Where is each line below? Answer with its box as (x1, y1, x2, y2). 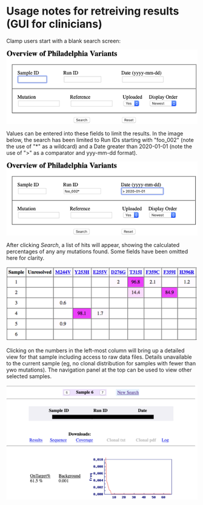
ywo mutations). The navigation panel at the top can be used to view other (6, 366, 192, 374)
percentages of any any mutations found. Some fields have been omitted (6, 248, 188, 255)
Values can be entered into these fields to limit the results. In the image (6, 129, 184, 137)
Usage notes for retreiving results (6, 4, 179, 18)
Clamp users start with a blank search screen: (6, 37, 121, 44)
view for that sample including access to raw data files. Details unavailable (6, 353, 192, 361)
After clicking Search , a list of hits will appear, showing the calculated (6, 241, 180, 248)
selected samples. (6, 373, 52, 380)
